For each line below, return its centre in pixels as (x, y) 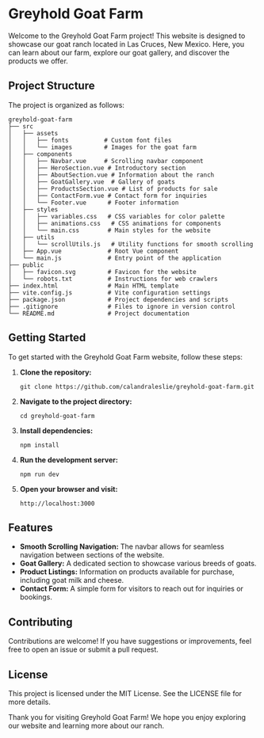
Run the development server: (69, 459)
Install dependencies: (56, 430)
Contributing (40, 622)
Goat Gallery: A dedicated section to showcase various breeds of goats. (138, 564)
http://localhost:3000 (57, 504)
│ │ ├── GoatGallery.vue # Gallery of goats (92, 182)
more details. (30, 702)
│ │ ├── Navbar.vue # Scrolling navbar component (106, 161)
